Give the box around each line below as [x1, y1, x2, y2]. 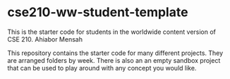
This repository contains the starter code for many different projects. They [7, 49, 224, 57]
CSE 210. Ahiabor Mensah [7, 35, 83, 43]
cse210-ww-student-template [7, 4, 188, 20]
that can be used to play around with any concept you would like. [7, 63, 197, 72]
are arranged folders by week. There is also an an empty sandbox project [7, 56, 221, 64]
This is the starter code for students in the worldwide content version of [7, 28, 217, 36]
